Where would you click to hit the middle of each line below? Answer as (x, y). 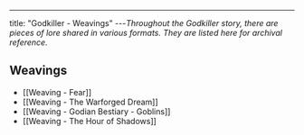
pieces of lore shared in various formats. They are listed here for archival (146, 33)
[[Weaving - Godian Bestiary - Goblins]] (96, 111)
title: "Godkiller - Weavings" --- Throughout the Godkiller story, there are (144, 23)
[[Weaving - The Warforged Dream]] (90, 102)
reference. (28, 42)
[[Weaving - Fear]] (57, 92)
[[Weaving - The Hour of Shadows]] (89, 121)
